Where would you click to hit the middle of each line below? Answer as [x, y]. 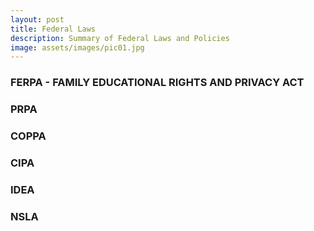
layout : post [37, 19]
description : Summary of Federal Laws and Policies [120, 38]
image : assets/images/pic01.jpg [77, 47]
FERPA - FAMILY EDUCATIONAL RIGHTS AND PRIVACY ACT [157, 83]
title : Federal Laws [53, 29]
